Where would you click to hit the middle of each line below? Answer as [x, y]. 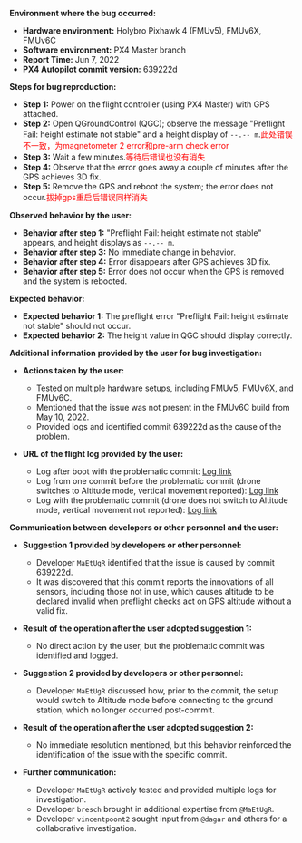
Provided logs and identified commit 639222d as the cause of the [159, 426]
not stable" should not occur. [77, 326]
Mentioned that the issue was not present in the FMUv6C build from [163, 407]
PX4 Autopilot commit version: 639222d [100, 69]
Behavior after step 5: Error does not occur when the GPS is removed [153, 271]
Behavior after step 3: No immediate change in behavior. [129, 252]
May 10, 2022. [63, 417]
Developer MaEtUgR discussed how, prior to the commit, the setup [157, 691]
